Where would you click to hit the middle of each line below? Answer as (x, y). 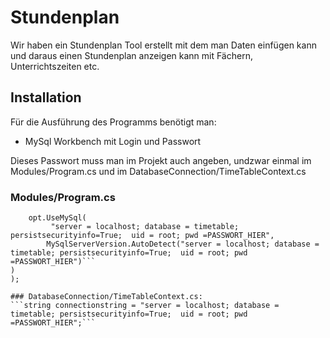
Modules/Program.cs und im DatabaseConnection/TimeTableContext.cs (158, 171)
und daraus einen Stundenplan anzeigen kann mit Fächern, (131, 55)
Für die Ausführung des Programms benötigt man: (113, 122)
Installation (46, 97)
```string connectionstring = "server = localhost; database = (145, 306)
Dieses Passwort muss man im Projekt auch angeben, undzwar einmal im (161, 160)
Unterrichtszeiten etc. (55, 66)
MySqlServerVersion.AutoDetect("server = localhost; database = (183, 244)
